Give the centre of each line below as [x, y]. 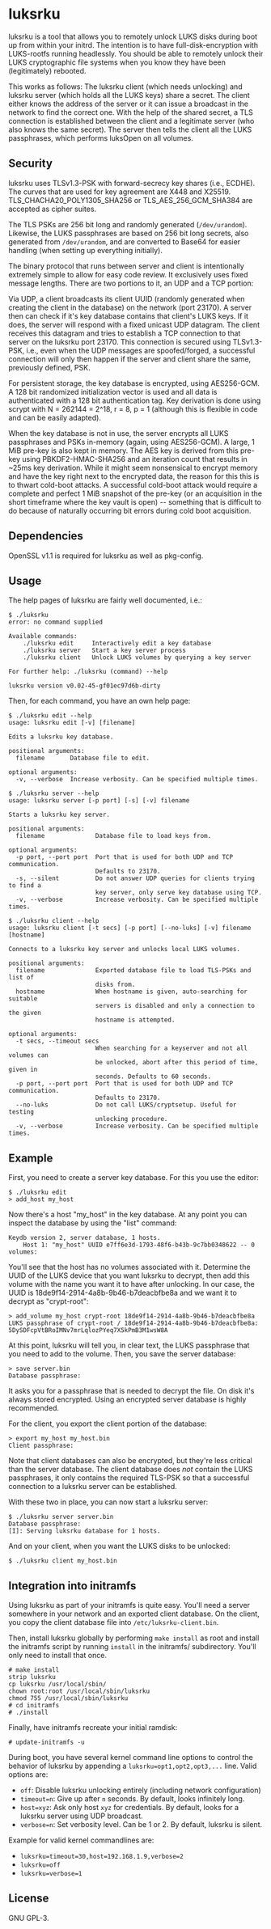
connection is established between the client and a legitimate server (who [131, 121]
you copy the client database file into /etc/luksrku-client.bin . [114, 1622]
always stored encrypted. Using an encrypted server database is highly [127, 1399]
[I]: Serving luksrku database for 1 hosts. [85, 1531]
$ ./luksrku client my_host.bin [63, 1561]
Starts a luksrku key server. [59, 815]
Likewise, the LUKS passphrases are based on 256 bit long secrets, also [129, 233]
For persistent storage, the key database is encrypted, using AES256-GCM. [134, 383]
